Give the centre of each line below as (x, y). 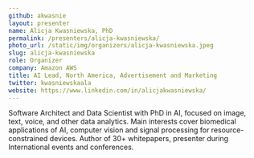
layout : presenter (39, 23)
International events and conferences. (71, 147)
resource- (227, 130)
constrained (28, 139)
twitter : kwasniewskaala (50, 83)
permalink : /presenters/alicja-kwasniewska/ (84, 38)
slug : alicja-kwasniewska (51, 53)
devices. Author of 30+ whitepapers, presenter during (139, 139)
